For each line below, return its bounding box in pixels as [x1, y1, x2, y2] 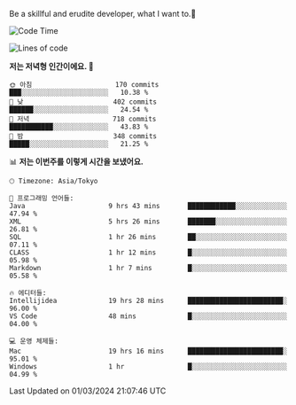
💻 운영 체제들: [9, 337, 59, 346]
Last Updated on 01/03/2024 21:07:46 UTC [9, 386, 167, 396]
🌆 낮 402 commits [9, 97, 158, 106]
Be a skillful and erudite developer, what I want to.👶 [9, 9, 197, 19]
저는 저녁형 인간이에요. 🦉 [9, 61, 95, 71]
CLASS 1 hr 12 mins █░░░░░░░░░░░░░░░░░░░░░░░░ [9, 248, 288, 257]
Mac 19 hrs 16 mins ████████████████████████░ [9, 347, 288, 355]
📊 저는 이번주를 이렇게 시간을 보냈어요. [9, 156, 144, 167]
